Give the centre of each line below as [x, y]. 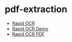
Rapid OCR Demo [30, 28]
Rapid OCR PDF [28, 34]
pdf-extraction [36, 9]
